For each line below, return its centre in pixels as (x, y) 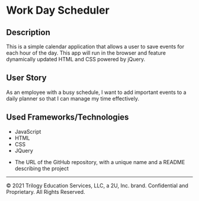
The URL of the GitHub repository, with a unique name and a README (100, 162)
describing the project (42, 168)
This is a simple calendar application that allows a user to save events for (95, 46)
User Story (26, 78)
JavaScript (28, 131)
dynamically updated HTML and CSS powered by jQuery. (76, 59)
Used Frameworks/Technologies (68, 117)
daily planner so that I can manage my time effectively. (73, 98)
